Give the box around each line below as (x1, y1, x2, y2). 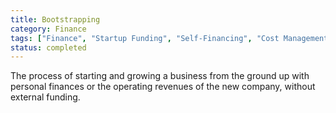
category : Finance (10, 24, 87, 34)
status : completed (10, 42, 87, 53)
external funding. (10, 91, 81, 103)
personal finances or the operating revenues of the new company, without (10, 81, 316, 93)
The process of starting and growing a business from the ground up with (10, 70, 310, 82)
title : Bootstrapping (10, 14, 101, 25)
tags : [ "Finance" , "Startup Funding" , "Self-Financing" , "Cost (10, 33, 280, 43)
